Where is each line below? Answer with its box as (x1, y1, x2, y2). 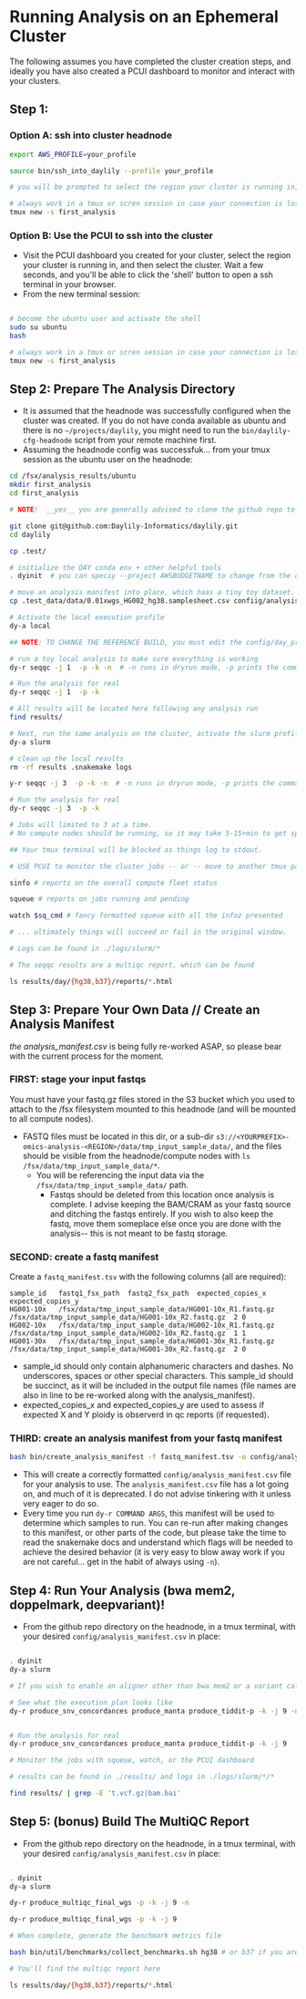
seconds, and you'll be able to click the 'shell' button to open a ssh (22, 269, 273, 280)
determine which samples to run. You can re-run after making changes (22, 1517, 289, 1528)
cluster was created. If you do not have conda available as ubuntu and (22, 415, 287, 426)
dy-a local (9, 621, 51, 630)
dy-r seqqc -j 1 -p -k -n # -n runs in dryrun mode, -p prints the (9, 663, 280, 672)
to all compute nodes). (9, 1113, 94, 1124)
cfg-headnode (22, 436, 73, 446)
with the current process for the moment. (9, 1051, 164, 1062)
